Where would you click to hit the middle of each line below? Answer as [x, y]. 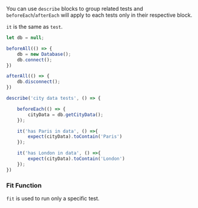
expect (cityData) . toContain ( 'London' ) [76, 159]
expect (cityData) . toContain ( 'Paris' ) [75, 137]
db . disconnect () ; [39, 82]
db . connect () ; [35, 60]
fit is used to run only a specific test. [53, 198]
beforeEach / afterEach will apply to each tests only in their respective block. [99, 15]
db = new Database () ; [44, 54]
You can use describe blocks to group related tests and [75, 9]
